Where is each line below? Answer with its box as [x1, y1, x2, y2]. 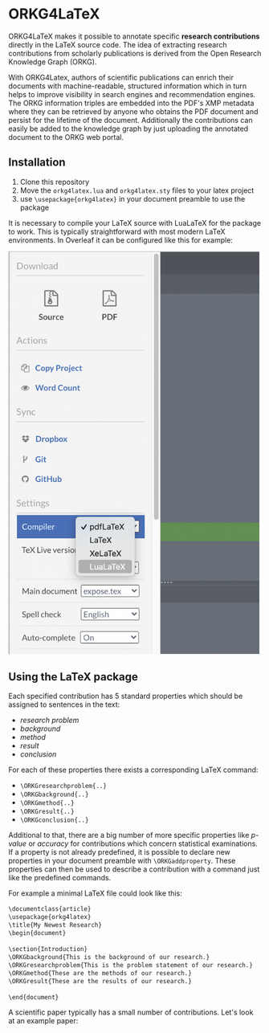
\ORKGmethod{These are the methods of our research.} [8, 970, 193, 978]
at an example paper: [8, 1016, 79, 1026]
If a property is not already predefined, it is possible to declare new [8, 847, 230, 857]
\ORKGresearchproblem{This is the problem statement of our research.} [8, 962, 253, 970]
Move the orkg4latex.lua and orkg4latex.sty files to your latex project [19, 186, 255, 195]
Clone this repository [19, 177, 90, 186]
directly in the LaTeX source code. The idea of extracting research [8, 39, 227, 49]
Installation [8, 156, 66, 169]
